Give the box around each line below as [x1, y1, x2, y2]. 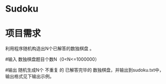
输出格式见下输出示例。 [5, 73, 54, 79]
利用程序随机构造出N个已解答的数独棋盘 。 [5, 46, 95, 52]
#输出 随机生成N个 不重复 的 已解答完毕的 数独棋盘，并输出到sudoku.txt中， [5, 67, 164, 73]
